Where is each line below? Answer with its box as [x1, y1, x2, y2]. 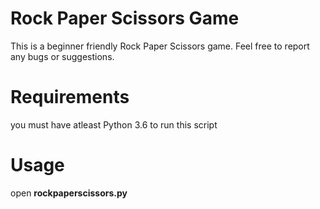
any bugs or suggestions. [10, 50, 115, 62]
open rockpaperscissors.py [10, 187, 128, 199]
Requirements [10, 86, 130, 109]
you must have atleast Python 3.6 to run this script [10, 118, 218, 131]
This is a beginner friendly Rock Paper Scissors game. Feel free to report [10, 40, 310, 52]
